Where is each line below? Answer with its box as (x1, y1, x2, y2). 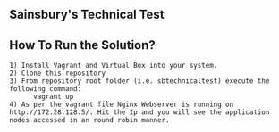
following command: (9, 85, 82, 94)
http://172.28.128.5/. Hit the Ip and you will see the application (9, 108, 270, 117)
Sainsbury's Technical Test (9, 7, 165, 22)
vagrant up (32, 93, 74, 102)
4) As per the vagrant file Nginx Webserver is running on (9, 100, 234, 110)
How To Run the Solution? (9, 37, 156, 53)
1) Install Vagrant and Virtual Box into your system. (9, 62, 218, 70)
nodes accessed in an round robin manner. (9, 116, 170, 125)
